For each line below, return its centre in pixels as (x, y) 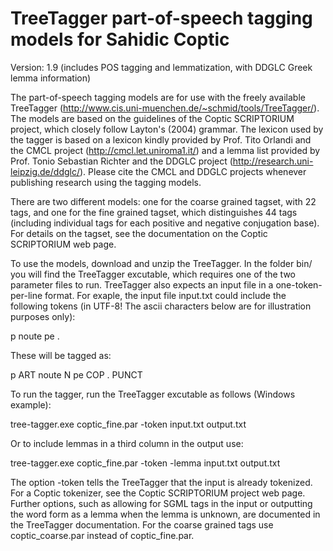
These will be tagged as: (61, 355)
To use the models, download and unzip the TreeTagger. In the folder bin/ (161, 263)
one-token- (299, 284)
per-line (26, 295)
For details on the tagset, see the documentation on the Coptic (139, 233)
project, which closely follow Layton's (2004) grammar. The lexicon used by (167, 129)
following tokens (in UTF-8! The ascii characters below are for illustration (161, 306)
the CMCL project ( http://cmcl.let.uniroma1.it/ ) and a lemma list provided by (165, 150)
